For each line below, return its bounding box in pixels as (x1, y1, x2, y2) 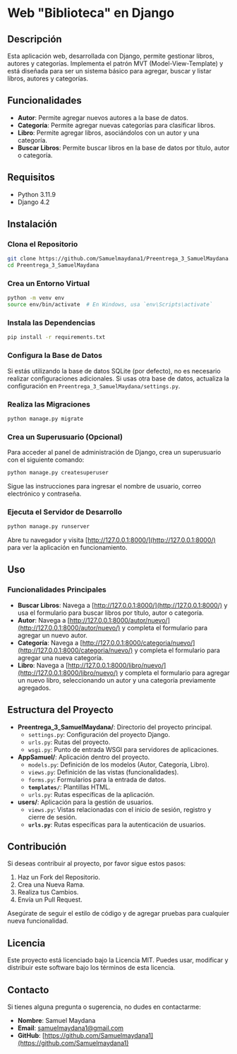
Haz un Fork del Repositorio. (17, 873, 101, 882)
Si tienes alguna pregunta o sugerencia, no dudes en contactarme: (7, 1002, 201, 1011)
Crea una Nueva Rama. (17, 880, 85, 889)
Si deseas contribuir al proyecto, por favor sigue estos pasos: (7, 859, 186, 868)
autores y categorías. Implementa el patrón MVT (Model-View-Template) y (7, 59, 224, 68)
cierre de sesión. (28, 813, 78, 821)
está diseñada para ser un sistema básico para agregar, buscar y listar (7, 67, 212, 75)
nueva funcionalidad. (7, 916, 68, 926)
